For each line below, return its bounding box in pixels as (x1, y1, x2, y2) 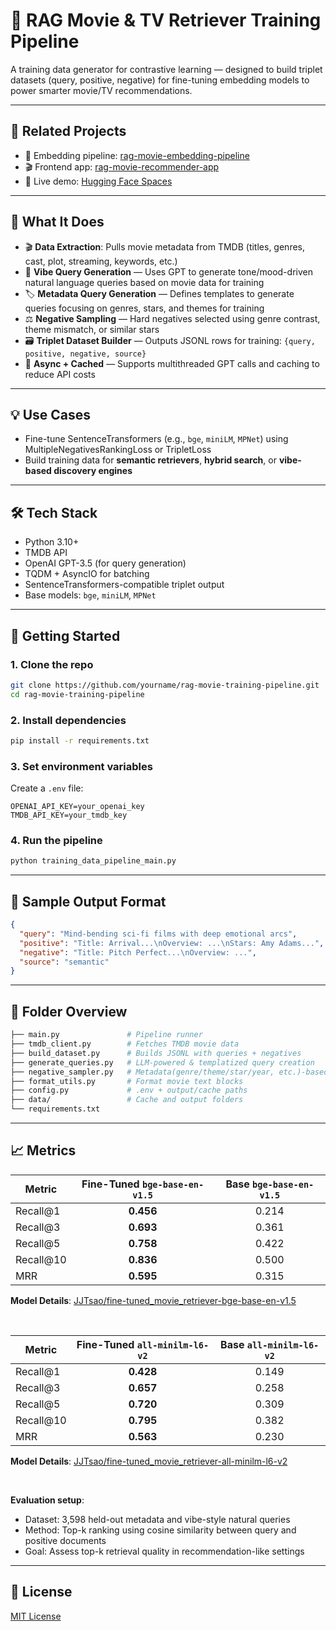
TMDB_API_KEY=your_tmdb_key (10, 810, 128, 821)
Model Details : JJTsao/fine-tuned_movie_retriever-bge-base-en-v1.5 (10, 1294, 297, 1306)
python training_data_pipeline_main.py (10, 856, 177, 866)
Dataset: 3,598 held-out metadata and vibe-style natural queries (24, 1513, 291, 1525)
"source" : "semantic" (19, 957, 110, 967)
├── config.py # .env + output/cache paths (10, 1085, 248, 1096)
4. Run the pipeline (10, 834, 103, 848)
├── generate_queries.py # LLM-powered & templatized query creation (10, 1057, 315, 1068)
